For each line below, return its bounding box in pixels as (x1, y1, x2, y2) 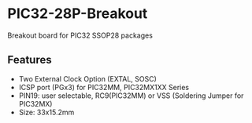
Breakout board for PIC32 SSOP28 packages (7, 31, 153, 40)
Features (7, 53, 52, 67)
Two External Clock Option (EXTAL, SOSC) (18, 74, 157, 83)
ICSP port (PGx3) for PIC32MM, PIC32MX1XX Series (18, 82, 190, 92)
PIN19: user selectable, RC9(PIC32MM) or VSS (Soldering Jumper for (18, 91, 244, 100)
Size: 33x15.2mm (18, 107, 75, 117)
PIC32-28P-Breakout (7, 5, 148, 23)
